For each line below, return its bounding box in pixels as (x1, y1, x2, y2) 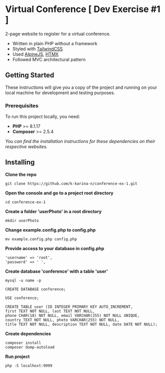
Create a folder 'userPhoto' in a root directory (5, 208, 102, 214)
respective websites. (5, 144, 48, 150)
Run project (5, 353, 30, 359)
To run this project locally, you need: (5, 114, 80, 120)
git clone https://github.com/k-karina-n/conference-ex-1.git (5, 181, 137, 186)
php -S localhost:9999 (5, 363, 52, 368)
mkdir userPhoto (5, 218, 39, 223)
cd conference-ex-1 (5, 200, 46, 205)
